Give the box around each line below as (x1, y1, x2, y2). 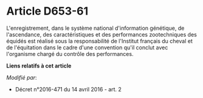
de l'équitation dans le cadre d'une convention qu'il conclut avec (6, 44, 168, 51)
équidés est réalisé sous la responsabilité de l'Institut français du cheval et (6, 37, 193, 44)
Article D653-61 (6, 4, 89, 18)
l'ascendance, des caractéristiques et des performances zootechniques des (6, 30, 198, 38)
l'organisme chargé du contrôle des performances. (6, 50, 134, 57)
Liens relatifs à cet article (6, 62, 72, 69)
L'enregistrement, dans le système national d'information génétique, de (6, 24, 185, 32)
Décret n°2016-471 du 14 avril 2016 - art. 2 (15, 85, 122, 93)
